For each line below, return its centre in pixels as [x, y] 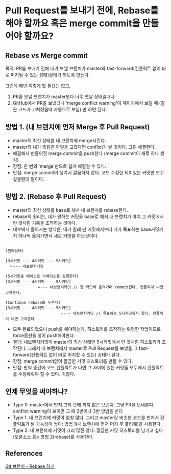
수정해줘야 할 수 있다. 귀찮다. [47, 374]
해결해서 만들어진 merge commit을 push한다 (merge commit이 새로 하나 [86, 153]
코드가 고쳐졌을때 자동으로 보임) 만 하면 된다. [63, 109]
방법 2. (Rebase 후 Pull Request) [56, 197]
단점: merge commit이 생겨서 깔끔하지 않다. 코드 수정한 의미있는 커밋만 [83, 172]
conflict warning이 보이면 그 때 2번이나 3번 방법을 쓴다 [68, 411]
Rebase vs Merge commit [47, 55]
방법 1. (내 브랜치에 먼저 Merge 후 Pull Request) [78, 127]
